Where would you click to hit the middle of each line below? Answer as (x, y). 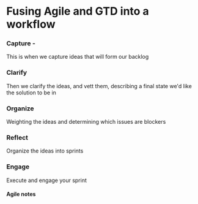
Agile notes (21, 194)
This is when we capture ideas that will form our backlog (78, 57)
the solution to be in (31, 93)
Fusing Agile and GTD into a (78, 11)
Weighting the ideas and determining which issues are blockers (86, 122)
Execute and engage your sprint (47, 180)
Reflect (17, 138)
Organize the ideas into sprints (45, 151)
